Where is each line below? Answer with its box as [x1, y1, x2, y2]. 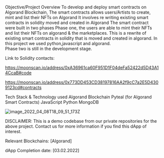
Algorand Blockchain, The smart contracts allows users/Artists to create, [5, 9, 151, 15]
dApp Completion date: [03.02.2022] [5, 148, 80, 153]
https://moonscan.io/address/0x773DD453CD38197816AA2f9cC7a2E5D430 [5, 79, 159, 85]
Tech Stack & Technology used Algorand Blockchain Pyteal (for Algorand [5, 94, 152, 100]
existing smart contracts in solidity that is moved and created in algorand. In [5, 35, 158, 41]
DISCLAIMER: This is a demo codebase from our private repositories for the [5, 118, 157, 124]
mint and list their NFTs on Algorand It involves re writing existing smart [5, 15, 149, 20]
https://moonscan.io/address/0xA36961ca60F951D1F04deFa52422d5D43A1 [5, 65, 159, 70]
